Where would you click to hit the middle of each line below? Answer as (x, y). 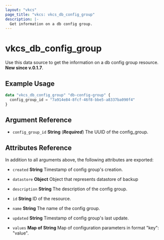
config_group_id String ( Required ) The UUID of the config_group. (80, 132)
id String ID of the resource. (42, 199)
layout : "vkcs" (21, 10)
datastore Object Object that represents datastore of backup (75, 179)
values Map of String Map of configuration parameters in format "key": (85, 228)
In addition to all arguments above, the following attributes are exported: (79, 160)
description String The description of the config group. (70, 189)
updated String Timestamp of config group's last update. (70, 218)
